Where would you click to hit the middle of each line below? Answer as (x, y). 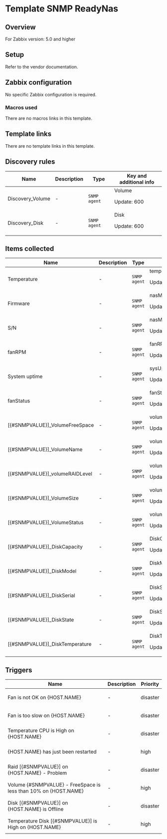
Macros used (21, 107)
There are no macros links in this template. (49, 118)
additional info (137, 182)
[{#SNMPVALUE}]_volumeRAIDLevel (50, 474)
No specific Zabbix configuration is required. (51, 94)
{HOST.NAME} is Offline (36, 809)
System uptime (25, 376)
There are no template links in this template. (50, 146)
